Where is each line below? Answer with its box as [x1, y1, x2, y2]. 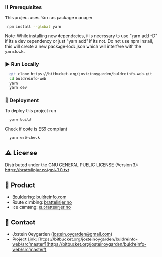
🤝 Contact [5, 218, 36, 227]
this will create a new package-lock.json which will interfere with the [5, 43, 141, 50]
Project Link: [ [12, 236, 40, 242]
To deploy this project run [5, 108, 57, 114]
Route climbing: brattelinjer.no [12, 199, 72, 205]
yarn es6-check [9, 136, 40, 140]
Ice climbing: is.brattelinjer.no [12, 204, 71, 210]
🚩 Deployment [5, 97, 39, 103]
